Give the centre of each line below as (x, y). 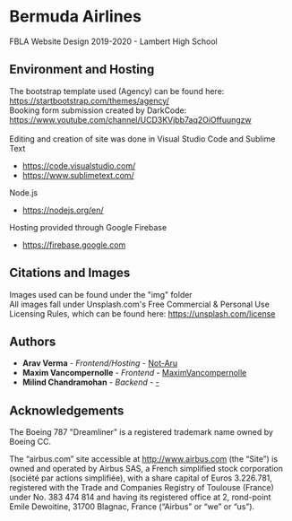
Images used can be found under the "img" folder (101, 294)
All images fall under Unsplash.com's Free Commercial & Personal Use (140, 304)
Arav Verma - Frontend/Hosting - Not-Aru (100, 363)
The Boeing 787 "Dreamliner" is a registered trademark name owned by (141, 432)
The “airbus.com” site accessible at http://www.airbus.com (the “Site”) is (144, 459)
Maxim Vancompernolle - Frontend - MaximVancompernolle (134, 373)
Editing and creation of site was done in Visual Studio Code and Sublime (142, 139)
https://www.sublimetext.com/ (78, 175)
